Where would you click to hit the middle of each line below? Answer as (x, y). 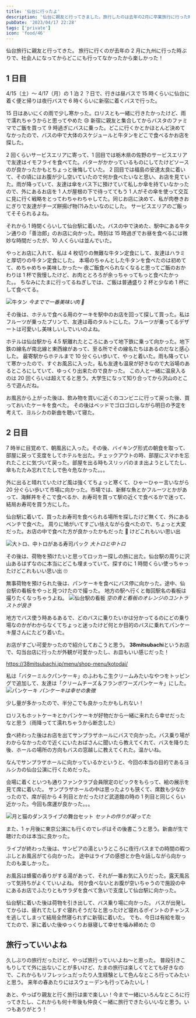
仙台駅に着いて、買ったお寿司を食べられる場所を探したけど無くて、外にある (98, 516)
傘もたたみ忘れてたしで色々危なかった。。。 (57, 469)
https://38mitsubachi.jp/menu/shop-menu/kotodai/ (67, 664)
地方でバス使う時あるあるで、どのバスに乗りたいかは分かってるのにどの (93, 618)
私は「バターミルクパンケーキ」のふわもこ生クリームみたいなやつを (88, 676)
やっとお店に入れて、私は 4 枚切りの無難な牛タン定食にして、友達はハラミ (96, 253)
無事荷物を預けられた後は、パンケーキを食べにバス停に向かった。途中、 (93, 583)
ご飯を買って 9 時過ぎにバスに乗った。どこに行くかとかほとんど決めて (101, 128)
